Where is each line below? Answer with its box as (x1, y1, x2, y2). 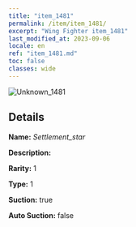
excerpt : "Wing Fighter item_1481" (8, 27, 129, 35)
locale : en (8, 42, 45, 50)
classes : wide (8, 65, 57, 73)
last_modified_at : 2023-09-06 (8, 34, 111, 43)
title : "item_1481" (8, 11, 74, 20)
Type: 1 (8, 179, 34, 189)
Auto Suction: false (8, 210, 74, 220)
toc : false (8, 58, 45, 66)
